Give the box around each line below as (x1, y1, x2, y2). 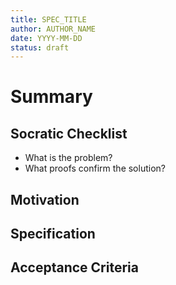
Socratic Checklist (10, 125, 128, 142)
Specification (10, 226, 96, 243)
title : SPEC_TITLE (10, 14, 87, 25)
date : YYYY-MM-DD (10, 33, 83, 43)
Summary (10, 86, 93, 108)
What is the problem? (24, 152, 113, 164)
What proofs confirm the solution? (24, 162, 166, 175)
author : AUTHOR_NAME (10, 24, 97, 34)
